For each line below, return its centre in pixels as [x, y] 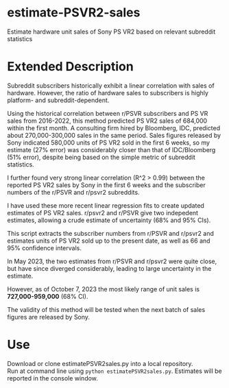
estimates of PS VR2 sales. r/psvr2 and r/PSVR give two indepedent [103, 213]
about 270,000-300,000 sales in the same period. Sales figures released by [114, 135]
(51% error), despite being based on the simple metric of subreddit [101, 157]
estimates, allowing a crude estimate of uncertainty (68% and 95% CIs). [109, 220]
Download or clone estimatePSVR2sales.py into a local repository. [100, 363]
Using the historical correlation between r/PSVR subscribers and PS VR [108, 113]
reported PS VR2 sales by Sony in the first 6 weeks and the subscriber [106, 185]
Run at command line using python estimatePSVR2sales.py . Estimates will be [115, 371]
